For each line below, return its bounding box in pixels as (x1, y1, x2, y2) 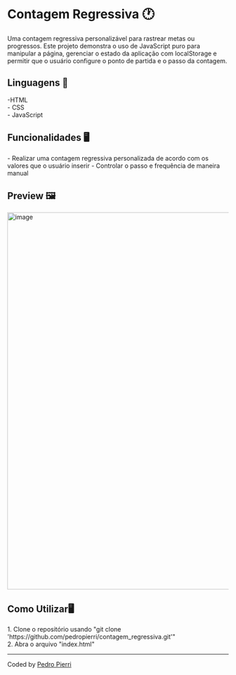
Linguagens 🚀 (7, 77, 69, 89)
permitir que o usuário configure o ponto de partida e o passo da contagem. (7, 56, 228, 65)
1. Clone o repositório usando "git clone (7, 625, 122, 634)
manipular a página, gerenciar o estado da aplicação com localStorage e (7, 49, 217, 58)
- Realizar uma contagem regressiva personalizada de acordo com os (7, 154, 209, 162)
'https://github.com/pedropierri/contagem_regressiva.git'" (7, 633, 176, 641)
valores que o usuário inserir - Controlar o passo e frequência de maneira (7, 161, 220, 170)
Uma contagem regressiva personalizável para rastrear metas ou (7, 34, 195, 43)
